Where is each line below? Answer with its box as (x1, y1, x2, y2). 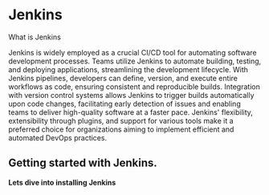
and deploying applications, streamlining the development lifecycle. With (8, 64, 249, 74)
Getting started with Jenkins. (8, 156, 158, 170)
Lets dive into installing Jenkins (8, 177, 116, 187)
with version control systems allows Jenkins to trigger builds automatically (8, 90, 255, 100)
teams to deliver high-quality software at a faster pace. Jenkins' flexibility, (8, 107, 253, 117)
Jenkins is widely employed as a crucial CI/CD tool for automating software (8, 47, 257, 57)
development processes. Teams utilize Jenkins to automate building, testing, (8, 56, 262, 66)
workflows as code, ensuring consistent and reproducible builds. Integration (8, 82, 261, 91)
